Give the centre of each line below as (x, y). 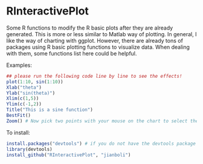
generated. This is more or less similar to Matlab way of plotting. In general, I (101, 34)
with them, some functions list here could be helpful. (72, 53)
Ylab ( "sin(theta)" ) (31, 93)
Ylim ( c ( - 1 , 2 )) (24, 104)
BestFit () (19, 116)
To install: (18, 132)
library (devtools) (29, 149)
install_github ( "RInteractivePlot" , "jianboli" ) (69, 155)
